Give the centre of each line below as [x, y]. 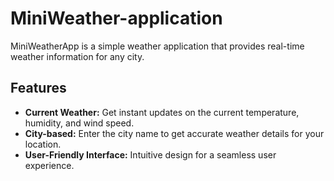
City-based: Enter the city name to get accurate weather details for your [174, 133]
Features [38, 88]
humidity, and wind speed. [79, 123]
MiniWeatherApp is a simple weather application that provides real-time [157, 46]
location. [43, 144]
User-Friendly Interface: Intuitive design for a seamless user [150, 154]
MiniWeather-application [116, 18]
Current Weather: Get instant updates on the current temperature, [162, 112]
